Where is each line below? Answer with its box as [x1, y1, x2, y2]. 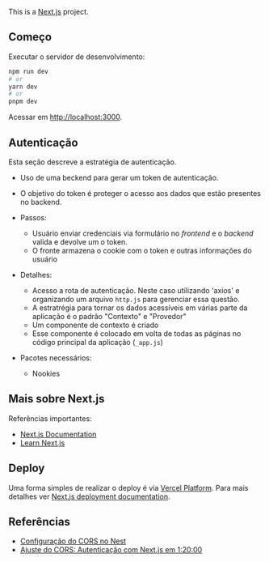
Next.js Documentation [19, 429, 97, 439]
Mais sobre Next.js [8, 392, 105, 406]
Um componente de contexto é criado [32, 320, 159, 330]
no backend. [19, 198, 62, 206]
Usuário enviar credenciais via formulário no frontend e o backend [32, 228, 254, 238]
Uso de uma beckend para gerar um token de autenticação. [19, 173, 219, 182]
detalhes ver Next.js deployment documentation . [8, 492, 171, 501]
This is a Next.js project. [8, 7, 89, 16]
